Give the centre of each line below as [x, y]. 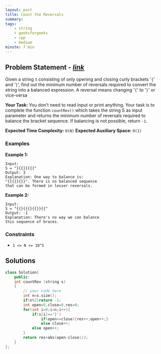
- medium [23, 43]
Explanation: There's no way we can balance [52, 217]
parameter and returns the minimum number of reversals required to [75, 116]
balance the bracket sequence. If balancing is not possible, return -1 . [76, 121]
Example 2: [17, 195]
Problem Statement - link [45, 67]
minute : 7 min [20, 47]
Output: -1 [16, 213]
